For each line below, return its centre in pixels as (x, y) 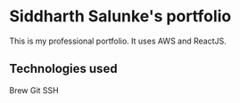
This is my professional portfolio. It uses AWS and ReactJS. (118, 41)
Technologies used (63, 69)
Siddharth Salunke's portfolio (120, 16)
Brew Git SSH (34, 90)
